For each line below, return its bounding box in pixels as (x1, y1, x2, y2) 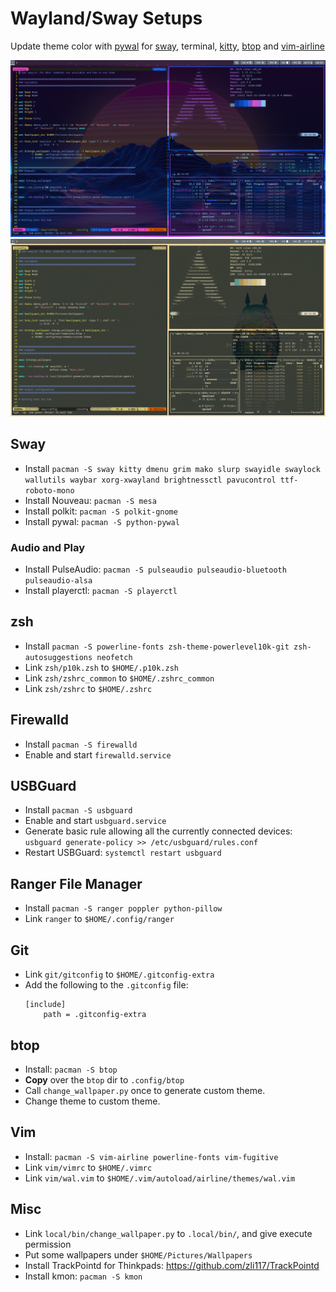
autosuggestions (24, 652, 93, 662)
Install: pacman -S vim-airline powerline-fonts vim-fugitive (24, 1150, 279, 1162)
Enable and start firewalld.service (24, 748, 172, 761)
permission (24, 1238, 72, 1250)
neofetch (96, 652, 133, 662)
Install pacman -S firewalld (24, 738, 138, 750)
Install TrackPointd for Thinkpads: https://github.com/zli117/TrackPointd (24, 1259, 320, 1271)
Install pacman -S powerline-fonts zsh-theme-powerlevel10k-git (24, 640, 290, 652)
